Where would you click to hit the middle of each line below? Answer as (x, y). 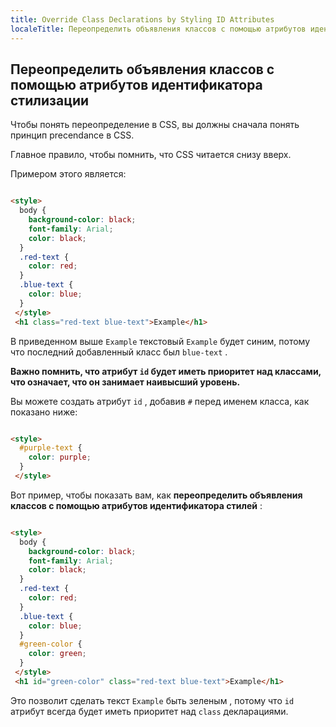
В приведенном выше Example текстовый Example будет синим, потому (160, 341)
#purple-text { (51, 448)
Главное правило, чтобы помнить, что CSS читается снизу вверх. (151, 155)
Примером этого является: (68, 174)
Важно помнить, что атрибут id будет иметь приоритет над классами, (166, 371)
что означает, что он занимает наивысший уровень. (125, 382)
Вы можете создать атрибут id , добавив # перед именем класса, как (160, 401)
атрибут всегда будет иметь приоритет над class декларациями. (149, 711)
